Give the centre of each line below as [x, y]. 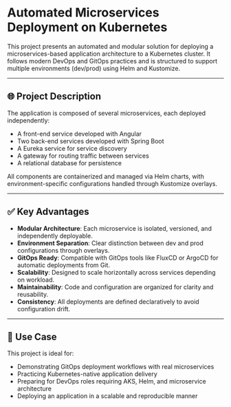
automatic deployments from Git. [64, 265]
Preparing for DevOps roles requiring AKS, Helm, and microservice [111, 382]
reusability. [33, 294]
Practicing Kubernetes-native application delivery [87, 374]
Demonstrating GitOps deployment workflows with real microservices [115, 367]
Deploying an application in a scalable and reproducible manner [107, 396]
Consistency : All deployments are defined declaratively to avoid [108, 302]
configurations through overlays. [63, 250]
